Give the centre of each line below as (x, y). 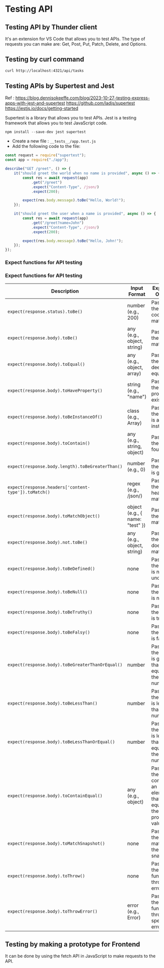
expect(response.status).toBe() (45, 312)
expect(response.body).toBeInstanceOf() (55, 417)
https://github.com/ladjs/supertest (101, 103)
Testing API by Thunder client (51, 27)
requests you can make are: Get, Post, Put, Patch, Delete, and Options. (76, 44)
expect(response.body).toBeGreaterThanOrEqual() (65, 665)
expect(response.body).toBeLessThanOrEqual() (61, 742)
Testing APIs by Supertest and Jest (60, 86)
